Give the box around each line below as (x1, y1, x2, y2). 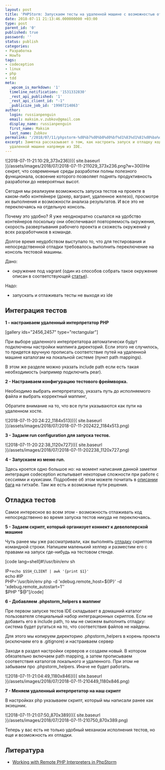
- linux (5, 67, 21, 72)
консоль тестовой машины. (5, 249, 63, 255)
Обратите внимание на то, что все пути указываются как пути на (5, 402, 142, 408)
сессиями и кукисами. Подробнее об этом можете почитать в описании (5, 476, 158, 482)
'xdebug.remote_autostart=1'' (5, 583, 65, 590)
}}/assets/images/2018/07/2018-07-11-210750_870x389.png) (5, 717, 128, 723)
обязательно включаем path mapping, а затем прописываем (5, 653, 133, 659)
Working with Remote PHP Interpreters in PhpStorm (12, 759, 117, 765)
